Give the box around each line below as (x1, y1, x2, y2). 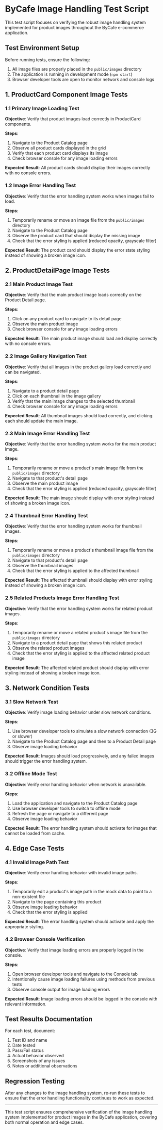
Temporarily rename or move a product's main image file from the (12, 465, 144, 471)
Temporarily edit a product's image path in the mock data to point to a (12, 889, 152, 895)
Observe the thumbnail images (12, 563, 74, 569)
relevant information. (5, 1001, 47, 1007)
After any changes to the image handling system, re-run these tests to (5, 1090, 145, 1096)
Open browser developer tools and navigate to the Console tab (12, 971, 138, 977)
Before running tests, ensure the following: (5, 57, 90, 63)
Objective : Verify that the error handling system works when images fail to (5, 193, 154, 199)
